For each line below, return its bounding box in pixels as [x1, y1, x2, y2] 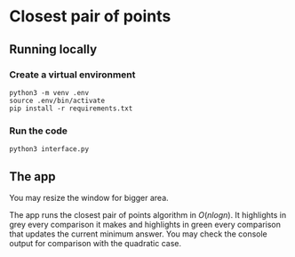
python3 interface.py [9, 145, 90, 154]
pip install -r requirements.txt [9, 104, 133, 113]
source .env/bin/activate [9, 96, 105, 105]
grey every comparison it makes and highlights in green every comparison [9, 219, 282, 229]
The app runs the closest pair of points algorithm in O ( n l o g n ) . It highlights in [9, 209, 287, 220]
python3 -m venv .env [9, 88, 90, 97]
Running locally [9, 42, 98, 57]
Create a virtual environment [9, 68, 136, 81]
